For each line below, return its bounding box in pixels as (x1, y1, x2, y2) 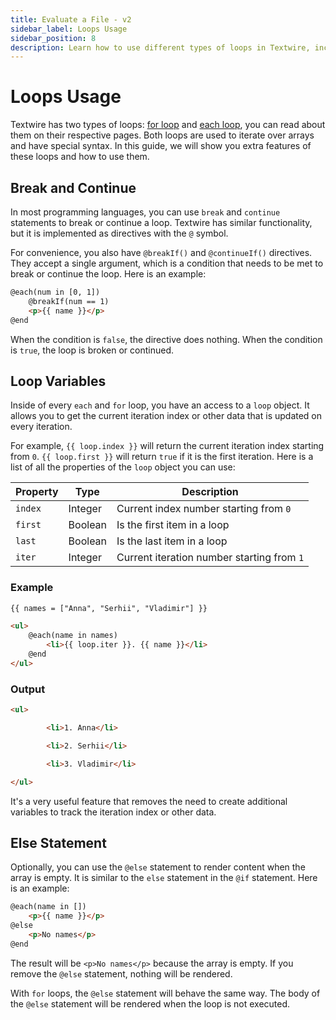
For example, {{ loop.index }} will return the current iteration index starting (10, 440, 325, 452)
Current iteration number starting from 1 (116, 551, 305, 565)
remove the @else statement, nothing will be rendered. (10, 967, 233, 980)
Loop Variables (10, 372, 107, 390)
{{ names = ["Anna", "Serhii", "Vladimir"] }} (10, 603, 208, 613)
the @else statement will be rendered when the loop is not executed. (10, 997, 291, 1010)
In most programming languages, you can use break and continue (10, 206, 281, 218)
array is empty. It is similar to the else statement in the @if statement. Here (10, 872, 318, 884)
